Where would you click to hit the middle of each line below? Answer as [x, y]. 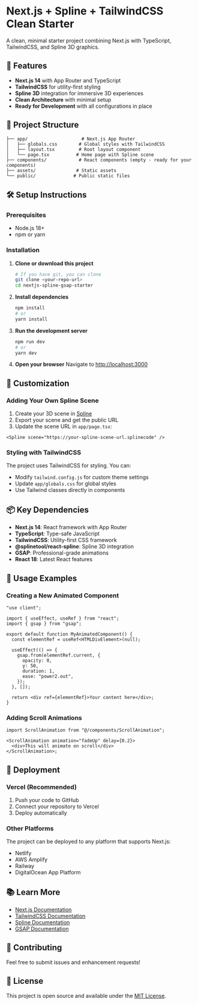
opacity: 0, [37, 661]
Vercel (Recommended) [41, 787]
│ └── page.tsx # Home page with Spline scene [80, 155]
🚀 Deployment [33, 770]
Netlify [23, 853]
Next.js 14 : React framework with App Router [71, 527]
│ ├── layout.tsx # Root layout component [73, 149]
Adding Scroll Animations [44, 718]
